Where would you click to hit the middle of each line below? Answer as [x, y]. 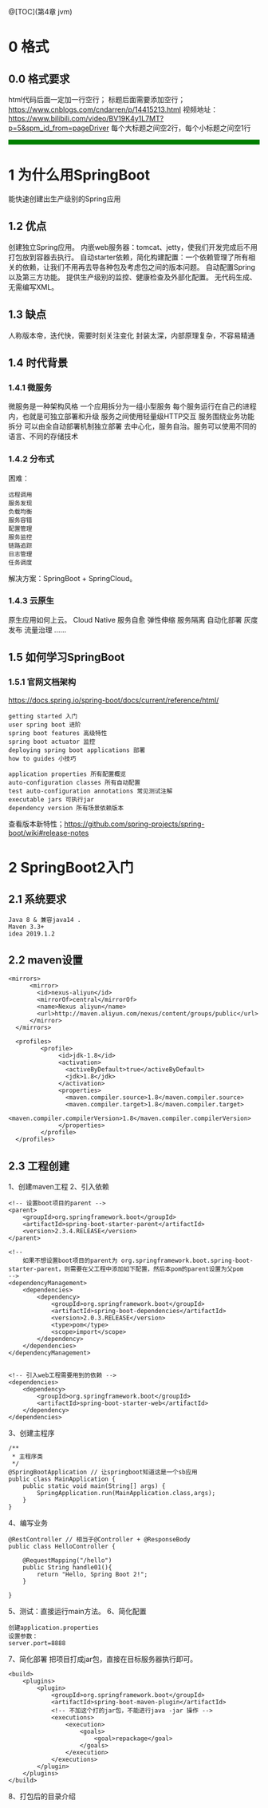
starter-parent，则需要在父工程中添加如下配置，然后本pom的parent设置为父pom [126, 1269]
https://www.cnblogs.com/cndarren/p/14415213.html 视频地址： [113, 109]
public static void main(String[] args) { [94, 1486]
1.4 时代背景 [38, 363]
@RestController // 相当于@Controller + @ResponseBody [99, 1540]
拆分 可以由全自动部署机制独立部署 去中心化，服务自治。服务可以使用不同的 [132, 426]
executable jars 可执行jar [51, 799]
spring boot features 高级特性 [58, 733]
